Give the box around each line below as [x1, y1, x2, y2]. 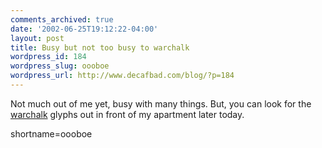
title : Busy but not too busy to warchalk [10, 42, 190, 53]
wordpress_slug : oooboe [10, 61, 110, 71]
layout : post [10, 33, 65, 43]
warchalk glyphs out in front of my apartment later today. [10, 108, 245, 120]
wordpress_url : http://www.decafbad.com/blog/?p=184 [10, 71, 235, 81]
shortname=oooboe [10, 127, 93, 140]
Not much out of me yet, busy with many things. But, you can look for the [10, 97, 312, 110]
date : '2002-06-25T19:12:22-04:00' [10, 24, 159, 34]
